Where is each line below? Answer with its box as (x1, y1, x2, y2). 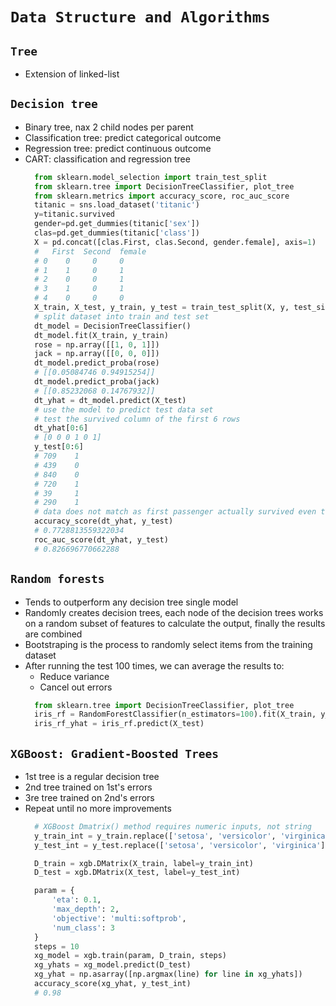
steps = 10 (34, 941, 80, 952)
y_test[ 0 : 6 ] (34, 442, 84, 452)
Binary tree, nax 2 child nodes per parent (24, 121, 194, 133)
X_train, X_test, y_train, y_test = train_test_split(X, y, (34, 303, 290, 313)
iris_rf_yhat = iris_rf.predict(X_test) (34, 719, 205, 729)
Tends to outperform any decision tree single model (24, 596, 239, 608)
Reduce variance (39, 670, 110, 682)
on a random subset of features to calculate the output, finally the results (24, 617, 326, 629)
